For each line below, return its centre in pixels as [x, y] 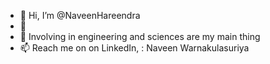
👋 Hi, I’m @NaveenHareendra [80, 15]
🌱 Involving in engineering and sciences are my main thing [140, 36]
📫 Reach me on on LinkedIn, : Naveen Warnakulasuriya [134, 48]
